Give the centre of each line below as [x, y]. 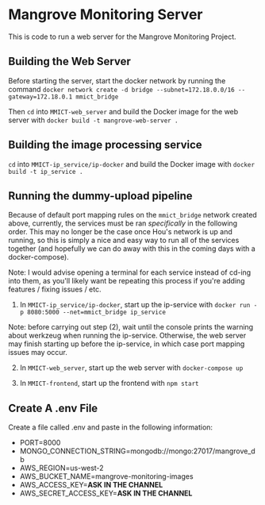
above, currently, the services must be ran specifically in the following [123, 223]
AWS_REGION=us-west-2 [62, 468]
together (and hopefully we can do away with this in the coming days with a [132, 249]
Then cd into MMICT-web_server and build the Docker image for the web [123, 111]
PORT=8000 [40, 443]
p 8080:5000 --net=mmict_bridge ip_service [93, 312]
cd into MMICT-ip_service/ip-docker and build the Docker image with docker [132, 164]
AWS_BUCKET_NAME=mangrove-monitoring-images [106, 476]
